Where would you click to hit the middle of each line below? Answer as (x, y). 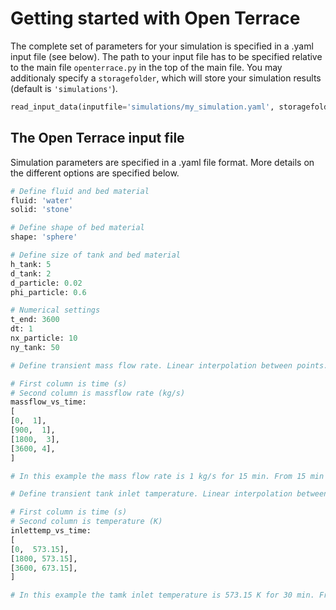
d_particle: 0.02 (46, 283)
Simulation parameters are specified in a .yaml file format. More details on (162, 162)
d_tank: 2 (31, 273)
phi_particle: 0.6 (48, 292)
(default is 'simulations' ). (64, 88)
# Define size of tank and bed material (96, 255)
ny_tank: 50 (35, 347)
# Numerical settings (55, 310)
